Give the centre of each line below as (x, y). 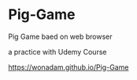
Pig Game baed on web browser (60, 36)
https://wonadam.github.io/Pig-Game (68, 67)
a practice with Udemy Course (57, 51)
